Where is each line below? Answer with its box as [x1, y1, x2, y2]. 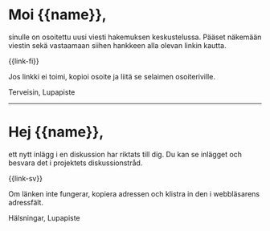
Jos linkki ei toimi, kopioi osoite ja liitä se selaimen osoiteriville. [8, 71, 215, 81]
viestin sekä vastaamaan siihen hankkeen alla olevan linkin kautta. [8, 40, 227, 50]
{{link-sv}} [8, 173, 43, 183]
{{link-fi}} [8, 56, 39, 66]
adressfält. [8, 197, 44, 207]
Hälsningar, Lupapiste [8, 213, 80, 222]
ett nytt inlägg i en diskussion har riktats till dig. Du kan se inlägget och [8, 149, 243, 159]
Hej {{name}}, [8, 123, 104, 141]
